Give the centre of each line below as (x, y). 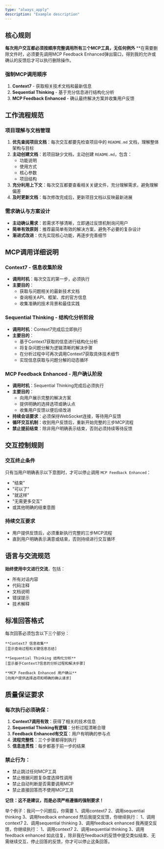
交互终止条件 (20, 461)
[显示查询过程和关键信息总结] (31, 649)
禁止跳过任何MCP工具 (34, 771)
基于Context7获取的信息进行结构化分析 (59, 341)
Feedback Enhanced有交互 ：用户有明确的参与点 (61, 734)
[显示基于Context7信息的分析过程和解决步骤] (45, 664)
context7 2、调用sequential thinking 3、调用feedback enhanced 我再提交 (79, 823)
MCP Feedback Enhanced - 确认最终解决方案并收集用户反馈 (73, 98)
